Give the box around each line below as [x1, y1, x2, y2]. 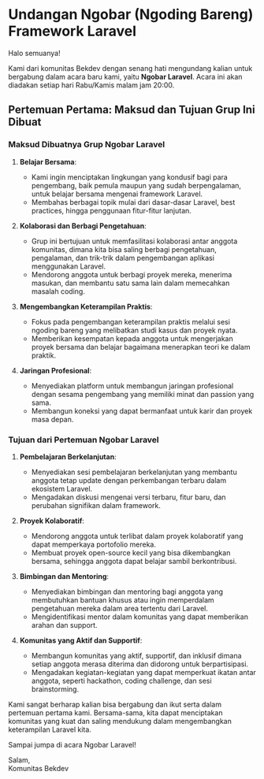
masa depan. [31, 414, 74, 424]
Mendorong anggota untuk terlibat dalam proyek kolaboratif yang [31, 531, 244, 540]
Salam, [8, 755, 31, 765]
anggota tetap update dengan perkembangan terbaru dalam [31, 475, 227, 485]
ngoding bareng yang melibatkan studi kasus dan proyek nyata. [31, 325, 238, 335]
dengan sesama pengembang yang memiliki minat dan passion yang [31, 389, 255, 399]
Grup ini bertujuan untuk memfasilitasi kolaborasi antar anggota [31, 236, 238, 246]
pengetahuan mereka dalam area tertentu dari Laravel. [31, 603, 209, 613]
